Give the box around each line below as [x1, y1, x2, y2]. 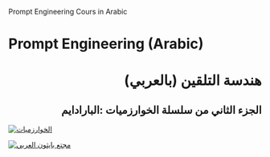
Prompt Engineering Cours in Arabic [8, 7, 128, 16]
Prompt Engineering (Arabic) [8, 35, 204, 53]
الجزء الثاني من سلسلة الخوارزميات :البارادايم [61, 103, 262, 117]
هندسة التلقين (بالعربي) [124, 71, 262, 90]
